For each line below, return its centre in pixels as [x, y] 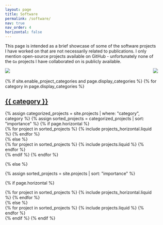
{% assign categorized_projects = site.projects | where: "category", [72, 113]
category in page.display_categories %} [45, 86]
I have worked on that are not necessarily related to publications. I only [76, 51]
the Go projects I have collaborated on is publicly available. [63, 61]
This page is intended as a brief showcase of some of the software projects [81, 46]
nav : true [15, 23]
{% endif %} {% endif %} [30, 218]
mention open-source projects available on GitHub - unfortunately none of [79, 56]
